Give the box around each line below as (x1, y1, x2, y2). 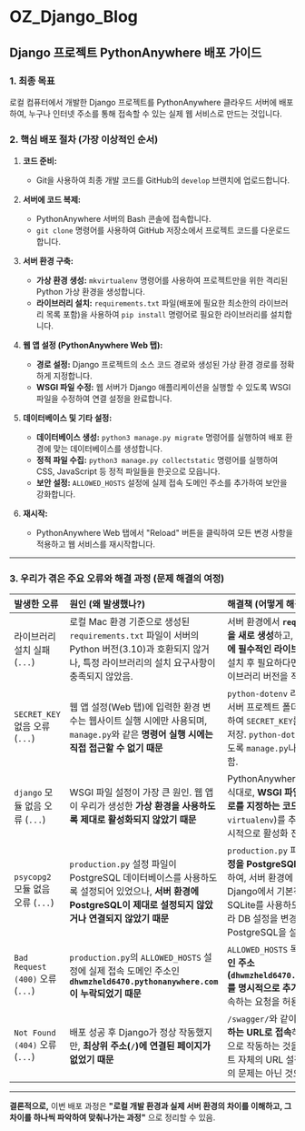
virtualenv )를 (226, 813, 286, 826)
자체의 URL (237, 1054, 284, 1066)
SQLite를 (226, 899, 265, 912)
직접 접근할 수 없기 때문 (69, 742, 163, 754)
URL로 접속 (246, 1026, 292, 1039)
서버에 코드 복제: (22, 194, 82, 206)
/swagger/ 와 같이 (226, 1013, 297, 1025)
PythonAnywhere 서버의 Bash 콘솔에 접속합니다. (35, 214, 212, 225)
